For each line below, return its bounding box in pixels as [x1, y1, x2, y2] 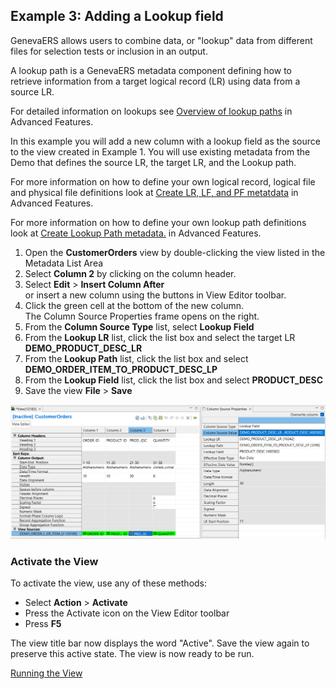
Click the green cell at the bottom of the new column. [24, 299, 245, 311]
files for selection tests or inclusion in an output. [10, 45, 208, 57]
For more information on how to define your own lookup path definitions [10, 216, 307, 228]
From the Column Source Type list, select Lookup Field [24, 320, 255, 333]
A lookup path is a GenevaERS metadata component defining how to [10, 64, 292, 76]
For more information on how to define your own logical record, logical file [10, 175, 316, 188]
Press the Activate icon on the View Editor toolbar [24, 607, 230, 619]
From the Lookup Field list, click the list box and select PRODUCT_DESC [24, 374, 324, 386]
